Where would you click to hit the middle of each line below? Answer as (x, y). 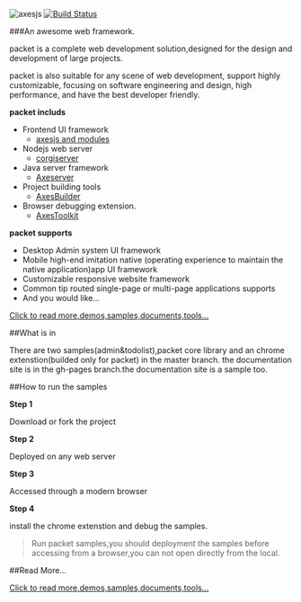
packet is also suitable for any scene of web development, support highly (145, 75)
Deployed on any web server (62, 456)
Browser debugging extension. (79, 206)
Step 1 (21, 404)
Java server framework (66, 168)
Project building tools (62, 187)
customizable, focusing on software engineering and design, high (131, 85)
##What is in (33, 333)
